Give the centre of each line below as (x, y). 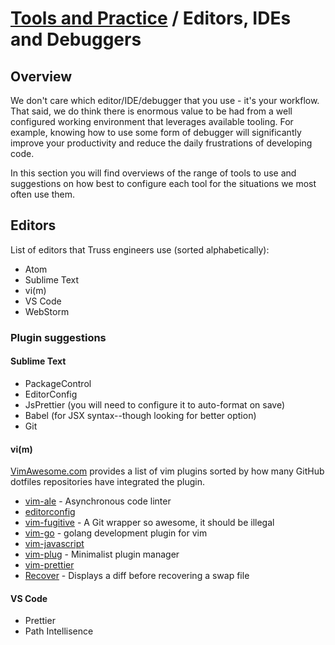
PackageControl (58, 383)
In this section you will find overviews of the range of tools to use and (153, 173)
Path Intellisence (59, 631)
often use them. (42, 194)
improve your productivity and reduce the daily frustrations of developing (161, 143)
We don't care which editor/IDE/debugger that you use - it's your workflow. (165, 100)
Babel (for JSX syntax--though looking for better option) (140, 415)
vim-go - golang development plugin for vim (116, 533)
